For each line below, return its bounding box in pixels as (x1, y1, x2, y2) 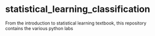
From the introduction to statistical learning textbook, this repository (5, 20, 146, 26)
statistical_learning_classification (5, 3, 150, 15)
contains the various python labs (5, 25, 73, 31)
